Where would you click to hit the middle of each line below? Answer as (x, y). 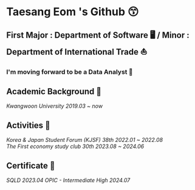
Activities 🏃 (28, 125)
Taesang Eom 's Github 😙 (73, 12)
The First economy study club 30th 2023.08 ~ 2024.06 (75, 146)
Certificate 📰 (31, 165)
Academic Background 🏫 (54, 91)
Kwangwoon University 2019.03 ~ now (55, 106)
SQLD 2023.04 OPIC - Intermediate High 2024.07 (68, 180)
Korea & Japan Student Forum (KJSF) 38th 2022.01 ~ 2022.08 (84, 140)
